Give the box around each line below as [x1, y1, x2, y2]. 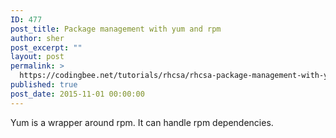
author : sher [10, 33, 65, 43]
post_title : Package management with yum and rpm [10, 24, 222, 34]
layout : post [10, 52, 65, 62]
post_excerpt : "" [10, 42, 83, 53]
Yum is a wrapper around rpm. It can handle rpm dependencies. [10, 116, 274, 128]
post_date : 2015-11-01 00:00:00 [10, 89, 145, 99]
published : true [10, 80, 78, 90]
